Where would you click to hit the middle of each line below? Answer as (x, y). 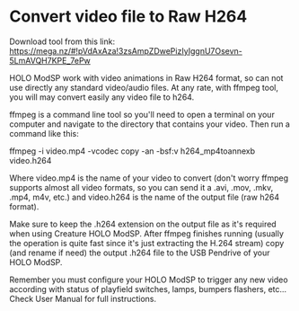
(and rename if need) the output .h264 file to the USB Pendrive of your (140, 253)
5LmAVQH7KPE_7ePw (50, 60)
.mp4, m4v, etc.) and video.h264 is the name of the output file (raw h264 (145, 197)
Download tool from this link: (62, 41)
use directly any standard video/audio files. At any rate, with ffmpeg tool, (144, 87)
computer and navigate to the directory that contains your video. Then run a (149, 124)
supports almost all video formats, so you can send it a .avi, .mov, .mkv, (141, 187)
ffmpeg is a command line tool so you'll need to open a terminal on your (142, 114)
